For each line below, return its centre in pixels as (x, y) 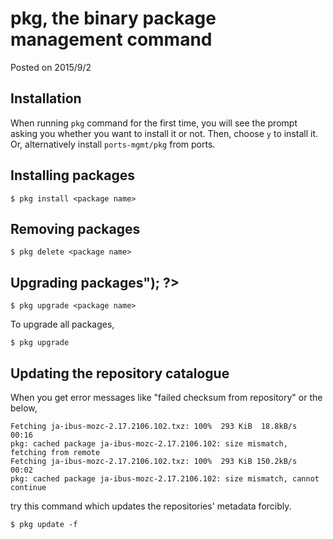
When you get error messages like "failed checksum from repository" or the (166, 397)
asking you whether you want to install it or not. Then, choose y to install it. (164, 133)
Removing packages (75, 228)
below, (24, 408)
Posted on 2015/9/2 (51, 67)
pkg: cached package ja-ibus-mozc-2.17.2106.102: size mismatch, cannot (165, 479)
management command (111, 39)
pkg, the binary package (113, 18)
